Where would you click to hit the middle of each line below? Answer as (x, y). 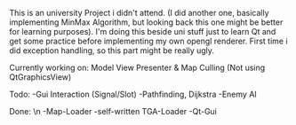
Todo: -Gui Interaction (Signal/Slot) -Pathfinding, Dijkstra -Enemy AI (133, 94)
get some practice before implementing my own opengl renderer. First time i (148, 41)
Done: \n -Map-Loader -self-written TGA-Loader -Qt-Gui (113, 111)
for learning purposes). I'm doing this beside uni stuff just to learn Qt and (143, 31)
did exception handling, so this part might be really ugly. (112, 51)
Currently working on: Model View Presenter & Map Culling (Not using (137, 67)
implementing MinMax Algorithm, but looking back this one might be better (146, 22)
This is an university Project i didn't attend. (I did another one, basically (139, 13)
